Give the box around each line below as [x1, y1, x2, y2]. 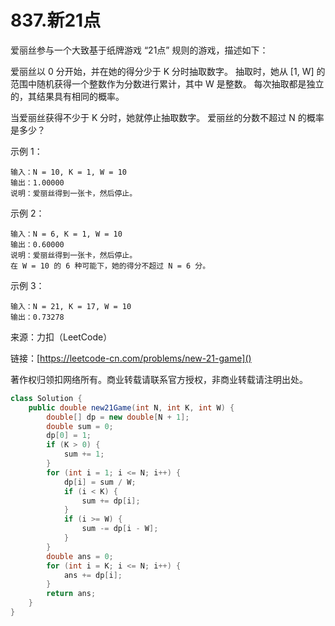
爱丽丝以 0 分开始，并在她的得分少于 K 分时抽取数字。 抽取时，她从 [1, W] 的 [10, 65, 326, 77]
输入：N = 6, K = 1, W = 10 [10, 229, 123, 239]
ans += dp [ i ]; [63, 570, 123, 580]
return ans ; [46, 589, 97, 599]
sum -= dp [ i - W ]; [81, 524, 159, 534]
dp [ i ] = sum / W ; [63, 477, 137, 487]
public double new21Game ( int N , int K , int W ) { [28, 402, 235, 413]
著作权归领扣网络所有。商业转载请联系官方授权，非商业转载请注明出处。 [10, 373, 308, 385]
